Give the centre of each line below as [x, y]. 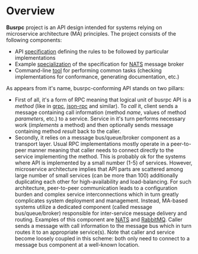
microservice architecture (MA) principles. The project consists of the [91, 33]
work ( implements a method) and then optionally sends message [94, 125]
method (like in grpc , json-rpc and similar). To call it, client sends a [96, 106]
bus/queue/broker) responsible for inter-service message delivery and [101, 213]
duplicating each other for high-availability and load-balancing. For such [103, 182]
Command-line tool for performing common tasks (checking [88, 70]
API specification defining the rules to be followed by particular [92, 51]
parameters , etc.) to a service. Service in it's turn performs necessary [100, 118]
